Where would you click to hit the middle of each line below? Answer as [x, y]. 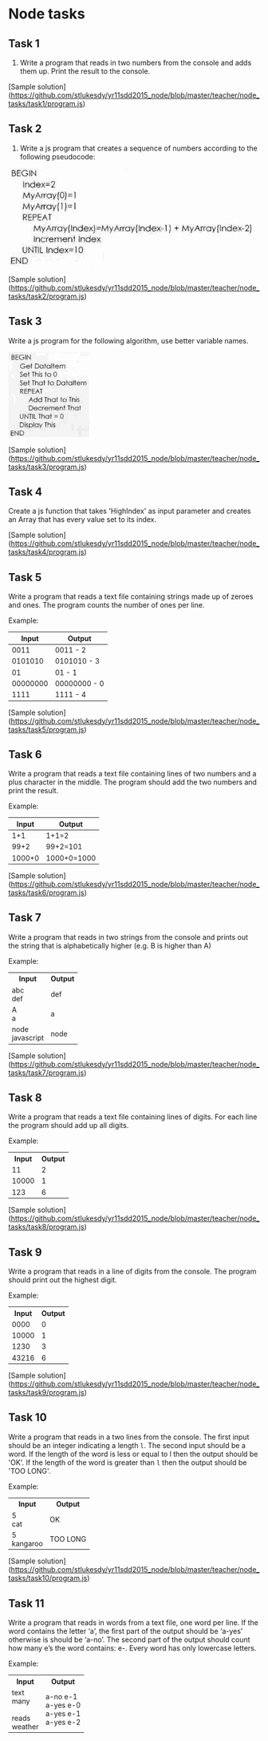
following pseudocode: [57, 156]
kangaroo [28, 1543]
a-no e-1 [61, 1697]
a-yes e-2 [63, 1723]
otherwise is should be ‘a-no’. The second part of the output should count [129, 1640]
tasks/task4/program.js [46, 552]
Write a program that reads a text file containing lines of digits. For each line [133, 1117]
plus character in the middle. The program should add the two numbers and [133, 782]
